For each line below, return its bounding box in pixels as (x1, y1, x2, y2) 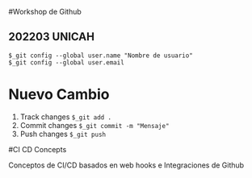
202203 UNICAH (8, 30, 95, 43)
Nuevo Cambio (8, 85, 110, 103)
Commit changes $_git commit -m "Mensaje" (19, 120, 170, 130)
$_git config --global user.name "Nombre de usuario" (8, 52, 194, 60)
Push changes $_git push (19, 129, 107, 139)
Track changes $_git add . (19, 112, 112, 122)
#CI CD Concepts (8, 144, 67, 154)
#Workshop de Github (8, 7, 82, 16)
